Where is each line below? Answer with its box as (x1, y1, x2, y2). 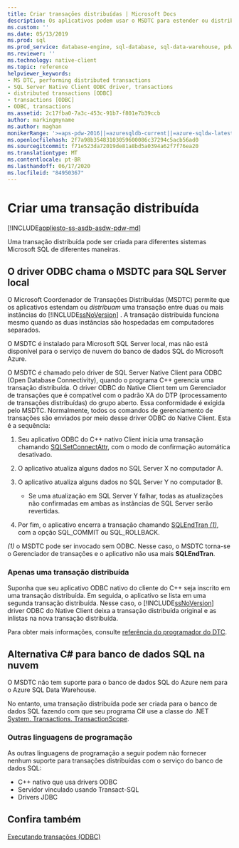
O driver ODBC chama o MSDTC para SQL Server (7, 265, 227, 278)
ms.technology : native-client (7, 57, 97, 64)
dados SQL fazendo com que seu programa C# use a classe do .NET (7, 707, 209, 716)
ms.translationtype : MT (7, 150, 78, 157)
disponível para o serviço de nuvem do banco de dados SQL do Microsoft (7, 347, 224, 356)
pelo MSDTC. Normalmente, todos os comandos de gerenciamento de (7, 407, 213, 415)
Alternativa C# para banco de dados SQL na (7, 649, 205, 661)
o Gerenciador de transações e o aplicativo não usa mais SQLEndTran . (7, 550, 216, 558)
